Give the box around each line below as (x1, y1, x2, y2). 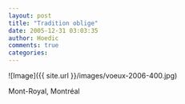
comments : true (8, 42, 59, 50)
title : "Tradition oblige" (8, 19, 99, 27)
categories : (8, 49, 48, 57)
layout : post (8, 11, 52, 20)
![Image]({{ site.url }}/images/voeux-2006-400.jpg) (8, 71, 178, 80)
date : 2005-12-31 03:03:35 (8, 26, 99, 34)
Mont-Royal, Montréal (8, 86, 80, 96)
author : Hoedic (8, 34, 59, 42)
